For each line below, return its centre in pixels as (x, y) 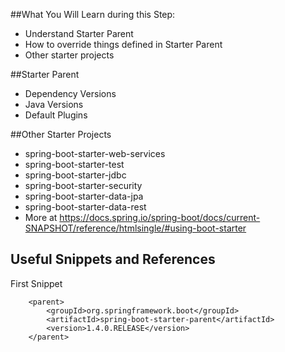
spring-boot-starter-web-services (95, 153)
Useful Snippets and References (113, 259)
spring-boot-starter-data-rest (85, 207)
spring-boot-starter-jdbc (75, 175)
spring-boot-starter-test (74, 164)
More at (41, 217)
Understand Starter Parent (79, 33)
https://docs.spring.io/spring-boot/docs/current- (160, 217)
